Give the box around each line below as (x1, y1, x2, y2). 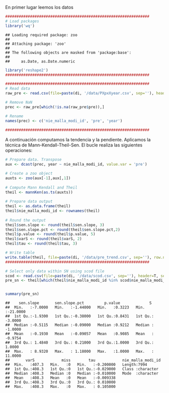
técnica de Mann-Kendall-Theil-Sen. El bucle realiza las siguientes (5, 142, 142, 148)
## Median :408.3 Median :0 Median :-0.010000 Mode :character (5, 371, 158, 376)
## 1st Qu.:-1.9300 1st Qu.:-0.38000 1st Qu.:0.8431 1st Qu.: (5, 314, 154, 319)
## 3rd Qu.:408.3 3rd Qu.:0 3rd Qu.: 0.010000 (5, 380, 116, 385)
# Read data (5, 86, 30, 91)
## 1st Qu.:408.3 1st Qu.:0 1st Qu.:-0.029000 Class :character (5, 367, 158, 372)
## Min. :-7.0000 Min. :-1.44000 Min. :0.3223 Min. (5, 305, 145, 310)
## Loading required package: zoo (5, 32, 78, 37)
